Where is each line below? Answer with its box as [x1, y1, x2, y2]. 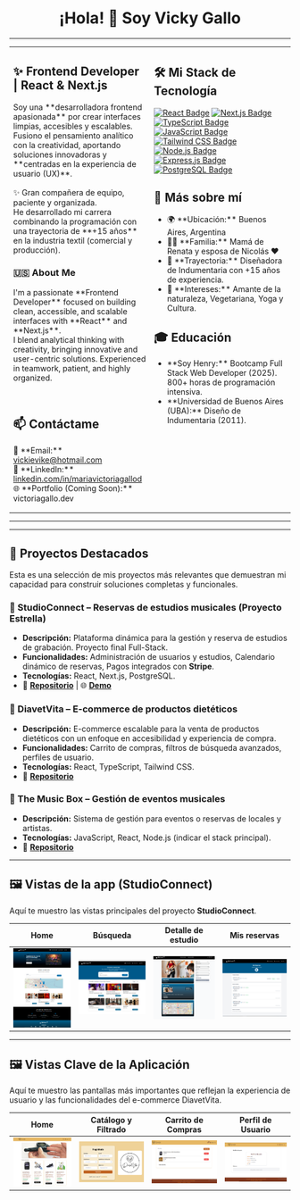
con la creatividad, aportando [12, 139, 121, 150]
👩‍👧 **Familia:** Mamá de [166, 237, 264, 247]
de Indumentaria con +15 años [166, 265, 281, 276]
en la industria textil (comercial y [12, 235, 133, 246]
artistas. [21, 822, 53, 833]
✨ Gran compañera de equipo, [12, 187, 125, 197]
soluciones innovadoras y [12, 149, 107, 160]
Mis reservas [229, 929, 279, 940]
